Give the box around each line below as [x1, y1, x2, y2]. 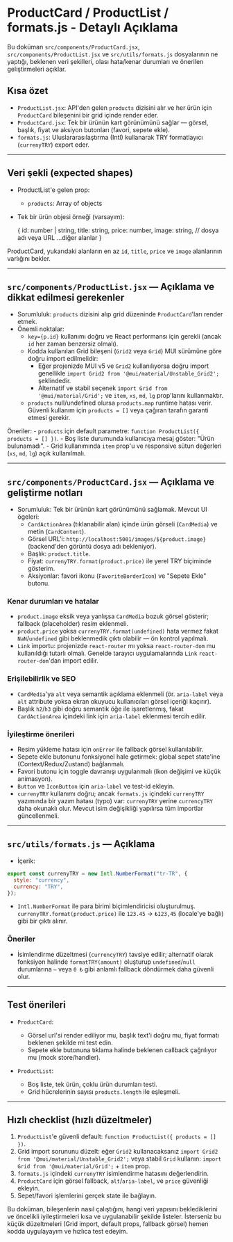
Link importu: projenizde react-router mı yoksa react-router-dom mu [17, 642, 216, 650]
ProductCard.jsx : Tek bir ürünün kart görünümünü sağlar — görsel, [17, 118, 209, 127]
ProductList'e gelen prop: [17, 186, 90, 194]
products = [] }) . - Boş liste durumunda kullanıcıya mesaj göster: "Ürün [7, 435, 215, 443]
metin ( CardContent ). [27, 527, 87, 536]
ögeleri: [17, 513, 40, 521]
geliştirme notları [7, 487, 83, 499]
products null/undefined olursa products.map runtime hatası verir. [27, 398, 213, 408]
